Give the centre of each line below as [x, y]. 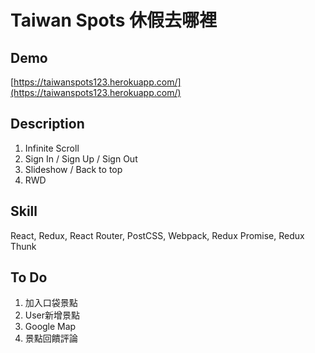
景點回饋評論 [51, 338]
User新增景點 [52, 315]
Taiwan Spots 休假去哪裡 [114, 20]
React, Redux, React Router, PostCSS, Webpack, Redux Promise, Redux [157, 235]
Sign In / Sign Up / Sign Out [81, 158]
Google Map [50, 327]
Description [47, 124]
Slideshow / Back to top [73, 169]
